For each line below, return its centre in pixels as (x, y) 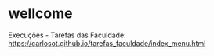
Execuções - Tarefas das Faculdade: (67, 35)
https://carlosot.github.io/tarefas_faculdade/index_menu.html (107, 43)
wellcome (40, 14)
